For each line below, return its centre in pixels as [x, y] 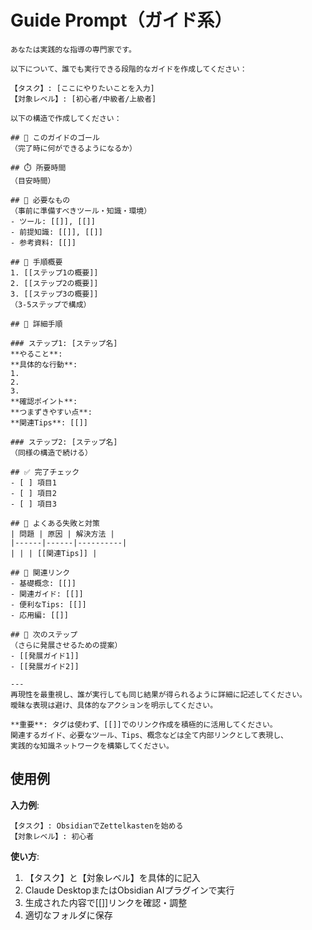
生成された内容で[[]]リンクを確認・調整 [106, 902]
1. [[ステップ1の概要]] [54, 272]
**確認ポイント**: [44, 401]
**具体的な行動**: [44, 364]
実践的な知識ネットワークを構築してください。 [92, 746]
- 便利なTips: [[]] [48, 604]
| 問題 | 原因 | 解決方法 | [62, 534]
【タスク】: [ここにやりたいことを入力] [82, 88]
